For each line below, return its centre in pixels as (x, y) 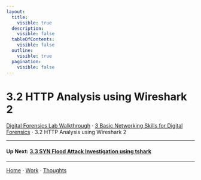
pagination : (27, 61)
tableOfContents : (33, 39)
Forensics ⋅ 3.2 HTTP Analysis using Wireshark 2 (66, 132)
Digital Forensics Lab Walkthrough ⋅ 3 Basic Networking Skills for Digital (95, 126)
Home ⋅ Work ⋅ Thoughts (36, 170)
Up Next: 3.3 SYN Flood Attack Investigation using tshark (79, 151)
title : (20, 17)
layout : (16, 12)
